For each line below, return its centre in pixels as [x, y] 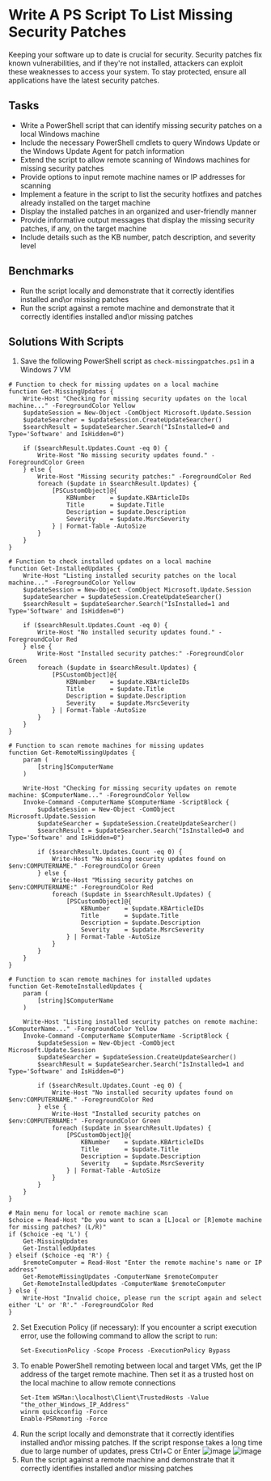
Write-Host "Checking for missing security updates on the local [135, 399]
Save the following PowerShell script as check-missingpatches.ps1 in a [137, 361]
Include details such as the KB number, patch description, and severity [138, 237]
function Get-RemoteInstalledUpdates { [76, 987]
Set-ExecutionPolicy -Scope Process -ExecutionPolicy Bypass [125, 1351]
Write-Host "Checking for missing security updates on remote [130, 788]
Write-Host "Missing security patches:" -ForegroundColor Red [144, 477]
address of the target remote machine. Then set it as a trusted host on [137, 1374]
